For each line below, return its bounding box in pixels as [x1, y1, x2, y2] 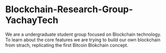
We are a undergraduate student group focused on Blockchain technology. [5, 31, 161, 37]
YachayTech [5, 14, 58, 26]
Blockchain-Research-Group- [5, 4, 134, 15]
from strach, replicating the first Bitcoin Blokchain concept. [5, 42, 128, 48]
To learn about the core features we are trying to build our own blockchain [5, 37, 161, 43]
